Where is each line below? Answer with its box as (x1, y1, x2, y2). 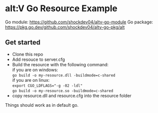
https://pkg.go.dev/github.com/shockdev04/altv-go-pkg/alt (5, 24, 125, 30)
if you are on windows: (12, 67, 58, 73)
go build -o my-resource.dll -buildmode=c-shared (12, 73, 116, 78)
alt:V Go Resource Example (5, 3, 117, 14)
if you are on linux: (12, 77, 50, 83)
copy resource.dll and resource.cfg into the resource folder (12, 93, 132, 98)
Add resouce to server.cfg (12, 56, 65, 62)
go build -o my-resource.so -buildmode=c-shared (12, 88, 113, 93)
